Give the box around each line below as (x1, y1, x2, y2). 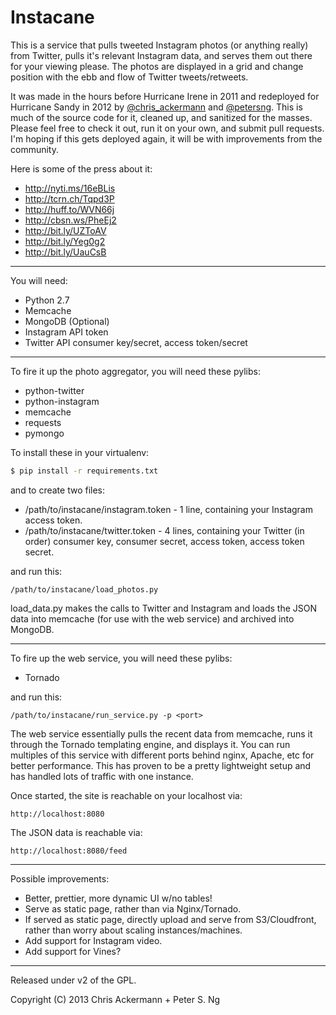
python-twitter (24, 384, 85, 396)
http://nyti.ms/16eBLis (24, 182, 116, 194)
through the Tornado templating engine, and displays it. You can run (10, 738, 291, 750)
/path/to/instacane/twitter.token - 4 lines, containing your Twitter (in (24, 524, 305, 536)
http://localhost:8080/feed (10, 846, 128, 856)
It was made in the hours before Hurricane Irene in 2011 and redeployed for (10, 90, 320, 102)
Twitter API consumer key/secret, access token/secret (24, 336, 248, 348)
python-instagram (24, 395, 100, 407)
